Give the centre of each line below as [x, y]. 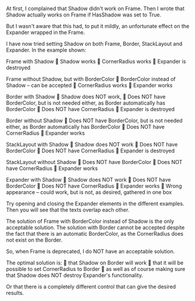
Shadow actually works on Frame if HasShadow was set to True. [84, 15]
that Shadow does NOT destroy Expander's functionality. [75, 275]
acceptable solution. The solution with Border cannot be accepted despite [95, 228]
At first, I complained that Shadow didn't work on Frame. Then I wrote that [95, 9]
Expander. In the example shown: [46, 50]
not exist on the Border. [34, 240]
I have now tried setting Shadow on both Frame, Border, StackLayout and [94, 44]
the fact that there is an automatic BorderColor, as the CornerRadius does [95, 234]
